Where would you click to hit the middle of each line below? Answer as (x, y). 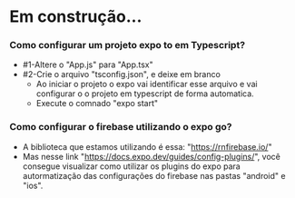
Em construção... (76, 17)
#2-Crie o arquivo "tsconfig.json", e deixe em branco (121, 74)
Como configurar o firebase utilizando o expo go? (121, 127)
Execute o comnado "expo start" (97, 104)
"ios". (33, 185)
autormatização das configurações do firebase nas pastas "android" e (154, 175)
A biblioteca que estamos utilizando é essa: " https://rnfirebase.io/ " (147, 146)
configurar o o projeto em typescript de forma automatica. (145, 94)
